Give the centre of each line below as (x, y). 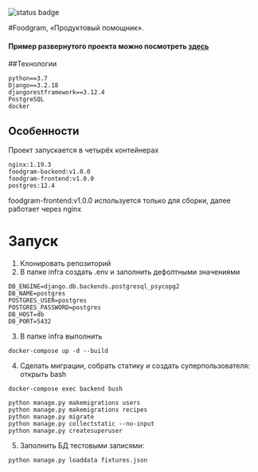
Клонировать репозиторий (65, 263)
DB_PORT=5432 (30, 321)
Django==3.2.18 (33, 85)
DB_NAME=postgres (37, 293)
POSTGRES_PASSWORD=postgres (55, 307)
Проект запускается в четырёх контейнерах (84, 150)
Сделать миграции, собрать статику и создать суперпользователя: (135, 365)
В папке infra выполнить (61, 336)
